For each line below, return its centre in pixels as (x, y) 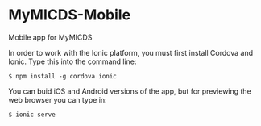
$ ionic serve (32, 115)
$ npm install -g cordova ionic (62, 76)
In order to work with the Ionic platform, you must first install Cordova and (131, 52)
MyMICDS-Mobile (70, 15)
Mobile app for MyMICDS (50, 37)
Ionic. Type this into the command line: (72, 61)
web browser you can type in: (58, 99)
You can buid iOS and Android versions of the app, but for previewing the (130, 91)
